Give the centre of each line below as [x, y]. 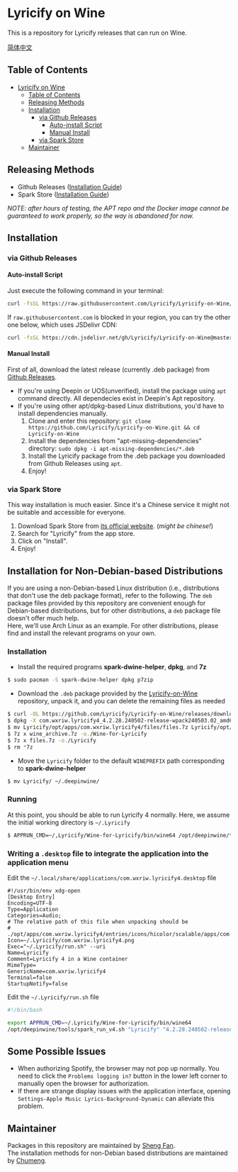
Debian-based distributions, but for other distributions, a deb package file [114, 610]
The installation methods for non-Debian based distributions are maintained [118, 1153]
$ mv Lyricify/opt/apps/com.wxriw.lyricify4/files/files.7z [98, 727]
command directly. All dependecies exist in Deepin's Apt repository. [117, 398]
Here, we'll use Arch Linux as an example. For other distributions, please [113, 626]
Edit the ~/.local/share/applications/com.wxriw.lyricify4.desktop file [112, 878]
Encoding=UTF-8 [30, 903]
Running [22, 799]
